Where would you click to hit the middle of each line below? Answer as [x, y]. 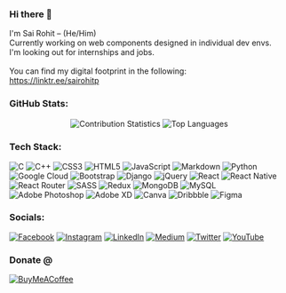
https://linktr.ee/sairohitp [54, 81]
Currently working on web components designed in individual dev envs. [141, 43]
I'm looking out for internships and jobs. [82, 52]
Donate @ [31, 259]
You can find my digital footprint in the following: [98, 71]
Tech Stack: [36, 147]
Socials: [27, 218]
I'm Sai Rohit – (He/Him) [53, 34]
